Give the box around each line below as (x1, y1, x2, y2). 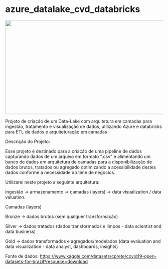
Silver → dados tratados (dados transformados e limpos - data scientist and (5, 223, 161, 229)
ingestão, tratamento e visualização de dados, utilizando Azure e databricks (5, 123, 162, 129)
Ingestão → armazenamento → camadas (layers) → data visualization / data (5, 188, 161, 194)
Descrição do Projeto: (5, 138, 50, 144)
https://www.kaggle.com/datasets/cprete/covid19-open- (40, 253, 157, 259)
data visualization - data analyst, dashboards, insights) (5, 243, 118, 249)
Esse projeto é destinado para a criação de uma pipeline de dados (5, 148, 142, 154)
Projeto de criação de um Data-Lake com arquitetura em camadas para (5, 118, 152, 124)
